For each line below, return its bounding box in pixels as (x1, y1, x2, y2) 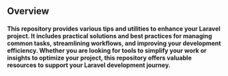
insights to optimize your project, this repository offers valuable (7, 53, 193, 62)
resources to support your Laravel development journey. (7, 61, 171, 69)
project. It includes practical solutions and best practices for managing (7, 31, 213, 40)
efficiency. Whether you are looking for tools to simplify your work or (7, 46, 207, 54)
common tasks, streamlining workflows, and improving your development (7, 39, 221, 47)
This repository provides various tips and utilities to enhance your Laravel (7, 24, 220, 33)
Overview (7, 5, 50, 17)
